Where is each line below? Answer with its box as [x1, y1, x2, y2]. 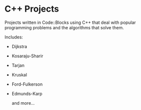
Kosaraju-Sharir [11, 53, 43, 59]
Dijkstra [11, 43, 27, 49]
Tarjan [11, 62, 25, 68]
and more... [11, 100, 35, 106]
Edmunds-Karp [11, 91, 42, 96]
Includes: [4, 34, 23, 40]
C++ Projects [4, 3, 59, 15]
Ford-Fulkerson [11, 81, 43, 87]
